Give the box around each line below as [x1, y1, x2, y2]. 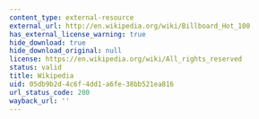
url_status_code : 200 [9, 88, 91, 97]
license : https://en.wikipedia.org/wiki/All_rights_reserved [9, 55, 243, 64]
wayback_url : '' [9, 96, 70, 106]
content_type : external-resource [9, 13, 134, 22]
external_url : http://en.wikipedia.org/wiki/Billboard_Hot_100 [9, 21, 251, 30]
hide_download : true [9, 38, 87, 47]
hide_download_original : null [9, 47, 123, 55]
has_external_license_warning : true [9, 30, 146, 38]
